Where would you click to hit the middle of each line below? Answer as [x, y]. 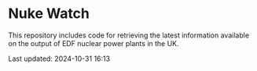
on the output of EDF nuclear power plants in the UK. [94, 43]
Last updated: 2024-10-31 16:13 [59, 59]
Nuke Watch [49, 14]
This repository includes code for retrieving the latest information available [129, 35]
